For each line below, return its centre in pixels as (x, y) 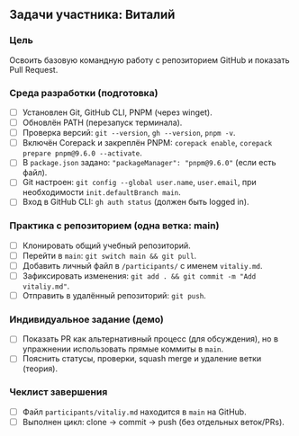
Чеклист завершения (59, 392)
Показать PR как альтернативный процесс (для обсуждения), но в (150, 339)
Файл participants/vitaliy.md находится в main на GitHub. (134, 412)
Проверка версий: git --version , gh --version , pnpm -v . (129, 133)
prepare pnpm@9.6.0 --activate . (82, 153)
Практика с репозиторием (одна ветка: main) (114, 226)
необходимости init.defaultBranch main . (102, 192)
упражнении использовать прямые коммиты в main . (122, 349)
